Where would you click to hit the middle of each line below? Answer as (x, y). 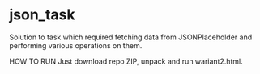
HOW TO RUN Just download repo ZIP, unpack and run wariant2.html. (126, 61)
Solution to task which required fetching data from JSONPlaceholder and (131, 37)
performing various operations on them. (76, 45)
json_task (42, 15)
